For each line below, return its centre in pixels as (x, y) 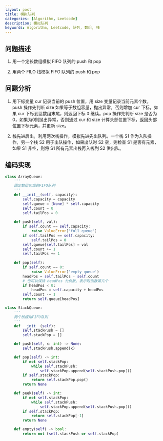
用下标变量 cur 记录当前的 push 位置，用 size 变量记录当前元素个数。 (81, 101)
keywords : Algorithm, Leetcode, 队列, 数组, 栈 (52, 28)
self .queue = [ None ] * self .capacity (61, 204)
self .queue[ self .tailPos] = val (56, 244)
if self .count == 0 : (43, 267)
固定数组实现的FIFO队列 (35, 186)
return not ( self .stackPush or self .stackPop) (71, 434)
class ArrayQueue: (24, 177)
